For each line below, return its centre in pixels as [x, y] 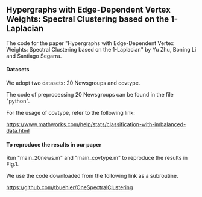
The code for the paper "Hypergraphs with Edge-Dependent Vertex [90, 43]
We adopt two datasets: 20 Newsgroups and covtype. [73, 83]
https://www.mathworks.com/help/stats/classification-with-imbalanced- [96, 124]
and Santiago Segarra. [34, 56]
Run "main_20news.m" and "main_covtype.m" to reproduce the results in [97, 158]
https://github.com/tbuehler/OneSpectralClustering [70, 187]
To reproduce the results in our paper [54, 144]
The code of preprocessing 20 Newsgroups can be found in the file [90, 95]
